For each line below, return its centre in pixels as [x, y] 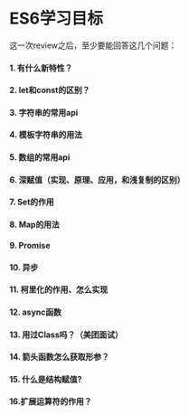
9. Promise [30, 246]
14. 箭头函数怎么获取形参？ [60, 357]
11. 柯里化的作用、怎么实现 [59, 289]
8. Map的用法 [35, 224]
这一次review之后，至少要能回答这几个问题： [93, 45]
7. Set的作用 [32, 202]
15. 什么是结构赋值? [46, 379]
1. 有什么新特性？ [41, 68]
